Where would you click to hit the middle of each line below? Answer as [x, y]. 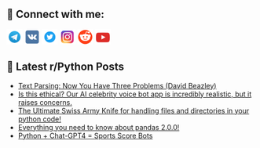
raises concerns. [45, 102]
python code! [39, 119]
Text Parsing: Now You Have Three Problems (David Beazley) [117, 85]
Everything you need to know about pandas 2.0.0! [99, 127]
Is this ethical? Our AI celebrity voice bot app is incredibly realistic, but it [135, 94]
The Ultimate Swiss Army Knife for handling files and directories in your [134, 110]
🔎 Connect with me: [55, 14]
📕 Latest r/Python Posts [66, 67]
